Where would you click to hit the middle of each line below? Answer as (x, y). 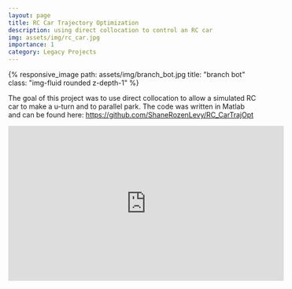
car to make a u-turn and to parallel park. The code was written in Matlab (127, 106)
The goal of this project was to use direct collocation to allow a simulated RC (132, 98)
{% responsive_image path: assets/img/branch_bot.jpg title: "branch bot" (127, 74)
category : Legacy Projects (52, 52)
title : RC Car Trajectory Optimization (74, 23)
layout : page (30, 15)
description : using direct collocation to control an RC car (111, 30)
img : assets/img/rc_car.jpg (54, 37)
